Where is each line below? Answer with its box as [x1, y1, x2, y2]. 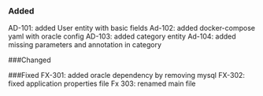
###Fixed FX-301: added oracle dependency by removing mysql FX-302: [8, 71, 246, 80]
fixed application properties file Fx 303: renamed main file [8, 79, 196, 88]
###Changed [8, 55, 51, 65]
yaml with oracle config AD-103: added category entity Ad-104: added [8, 31, 236, 41]
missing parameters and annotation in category [8, 40, 162, 50]
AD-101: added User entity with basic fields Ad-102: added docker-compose [8, 24, 256, 33]
